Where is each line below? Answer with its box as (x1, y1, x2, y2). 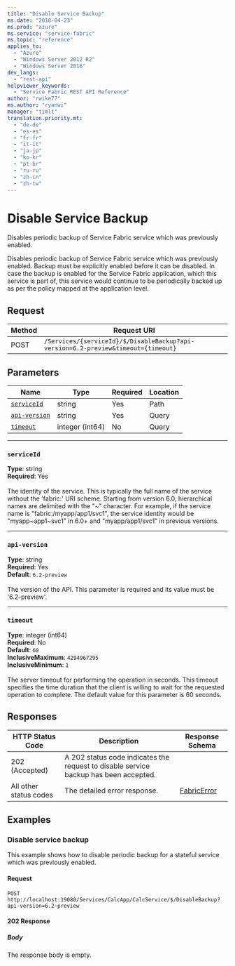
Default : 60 (7, 645, 40, 654)
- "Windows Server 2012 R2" (13, 56, 96, 63)
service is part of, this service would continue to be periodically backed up (7, 277, 222, 285)
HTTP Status (13, 732, 56, 741)
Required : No (7, 638, 47, 647)
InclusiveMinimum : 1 (7, 661, 69, 669)
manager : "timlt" (7, 108, 58, 115)
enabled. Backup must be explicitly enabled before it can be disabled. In (7, 262, 215, 270)
